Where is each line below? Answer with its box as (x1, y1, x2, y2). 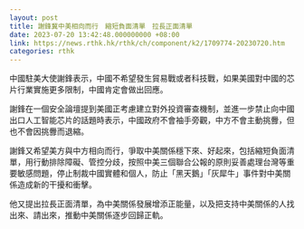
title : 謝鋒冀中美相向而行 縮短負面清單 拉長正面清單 (9, 22, 193, 31)
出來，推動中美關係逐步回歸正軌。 (40, 210, 168, 221)
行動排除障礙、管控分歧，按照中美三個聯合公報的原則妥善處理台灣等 (33, 157, 287, 167)
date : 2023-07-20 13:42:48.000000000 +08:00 (9, 30, 180, 39)
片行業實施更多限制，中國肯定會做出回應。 (9, 84, 168, 95)
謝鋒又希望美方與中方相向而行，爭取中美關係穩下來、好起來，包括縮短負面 (9, 146, 287, 157)
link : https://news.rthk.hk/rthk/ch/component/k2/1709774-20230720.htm (9, 38, 285, 48)
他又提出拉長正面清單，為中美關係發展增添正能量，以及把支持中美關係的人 (9, 198, 287, 209)
